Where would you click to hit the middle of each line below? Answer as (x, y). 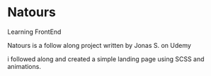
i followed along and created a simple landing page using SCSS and (106, 59)
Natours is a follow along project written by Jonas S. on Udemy (99, 45)
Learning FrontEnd (34, 32)
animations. (24, 66)
